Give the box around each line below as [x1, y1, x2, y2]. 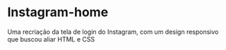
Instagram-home [7, 4, 109, 20]
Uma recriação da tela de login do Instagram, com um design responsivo [7, 27, 219, 36]
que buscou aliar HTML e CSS [7, 35, 95, 43]
